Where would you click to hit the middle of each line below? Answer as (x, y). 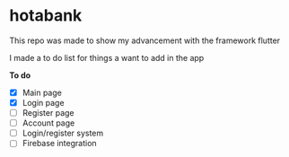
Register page (48, 113)
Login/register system (63, 133)
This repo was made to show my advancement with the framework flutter (145, 40)
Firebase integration (59, 144)
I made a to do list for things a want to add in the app (107, 57)
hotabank (46, 16)
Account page (48, 123)
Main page (42, 92)
